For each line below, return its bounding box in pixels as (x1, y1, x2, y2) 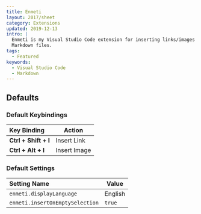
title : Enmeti (6, 8, 42, 15)
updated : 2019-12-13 (6, 25, 58, 32)
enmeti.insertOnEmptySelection (9, 200, 99, 206)
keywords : (6, 59, 31, 65)
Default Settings (6, 164, 55, 172)
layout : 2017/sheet (6, 14, 55, 20)
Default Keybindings (6, 111, 67, 119)
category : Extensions (6, 20, 61, 26)
